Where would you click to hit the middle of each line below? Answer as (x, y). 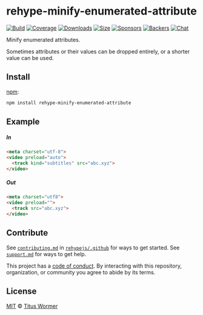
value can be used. (30, 58)
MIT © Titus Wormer (32, 306)
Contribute (27, 233)
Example (23, 122)
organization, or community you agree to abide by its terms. (81, 272)
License (22, 292)
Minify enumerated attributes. (43, 39)
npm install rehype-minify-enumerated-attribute (69, 103)
